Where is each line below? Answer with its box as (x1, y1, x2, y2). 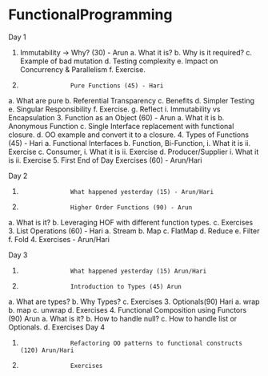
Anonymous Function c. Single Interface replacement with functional (8, 121, 234, 131)
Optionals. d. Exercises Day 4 (8, 322, 106, 332)
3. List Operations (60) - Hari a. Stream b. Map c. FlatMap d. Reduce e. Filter (8, 226, 260, 236)
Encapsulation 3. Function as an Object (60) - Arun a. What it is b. (8, 112, 225, 122)
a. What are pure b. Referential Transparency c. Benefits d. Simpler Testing (8, 95, 254, 105)
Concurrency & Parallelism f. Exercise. (19, 64, 146, 74)
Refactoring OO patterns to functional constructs (70, 339, 242, 347)
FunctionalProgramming (8, 6, 173, 24)
